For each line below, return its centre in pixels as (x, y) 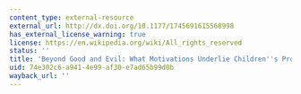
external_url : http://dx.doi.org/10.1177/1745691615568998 (122, 26)
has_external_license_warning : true (77, 34)
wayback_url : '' (39, 76)
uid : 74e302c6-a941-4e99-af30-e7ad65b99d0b (92, 68)
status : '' (30, 51)
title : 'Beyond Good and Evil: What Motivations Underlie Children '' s (144, 59)
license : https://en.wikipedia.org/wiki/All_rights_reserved (126, 43)
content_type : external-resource (72, 17)
